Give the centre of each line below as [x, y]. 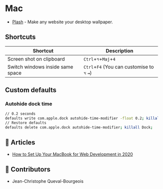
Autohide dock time [29, 104]
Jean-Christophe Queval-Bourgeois [48, 181]
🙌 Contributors [28, 169]
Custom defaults [31, 90]
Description [120, 50]
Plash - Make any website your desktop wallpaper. [62, 22]
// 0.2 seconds [20, 114]
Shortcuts [20, 37]
